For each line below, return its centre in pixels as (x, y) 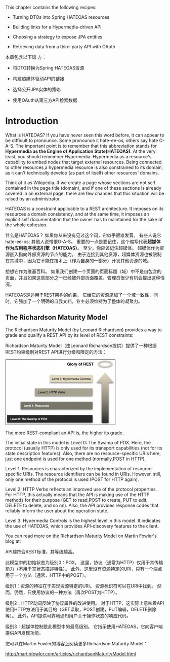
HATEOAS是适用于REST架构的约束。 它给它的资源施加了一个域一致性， (79, 295)
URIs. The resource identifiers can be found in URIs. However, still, (92, 474)
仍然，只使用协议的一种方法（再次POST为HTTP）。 (67, 592)
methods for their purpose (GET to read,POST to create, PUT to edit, (76, 500)
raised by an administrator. (33, 199)
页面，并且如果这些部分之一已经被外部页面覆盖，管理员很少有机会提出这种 (83, 277)
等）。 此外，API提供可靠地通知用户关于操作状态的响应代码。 (68, 615)
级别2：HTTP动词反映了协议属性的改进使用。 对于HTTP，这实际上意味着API (85, 603)
